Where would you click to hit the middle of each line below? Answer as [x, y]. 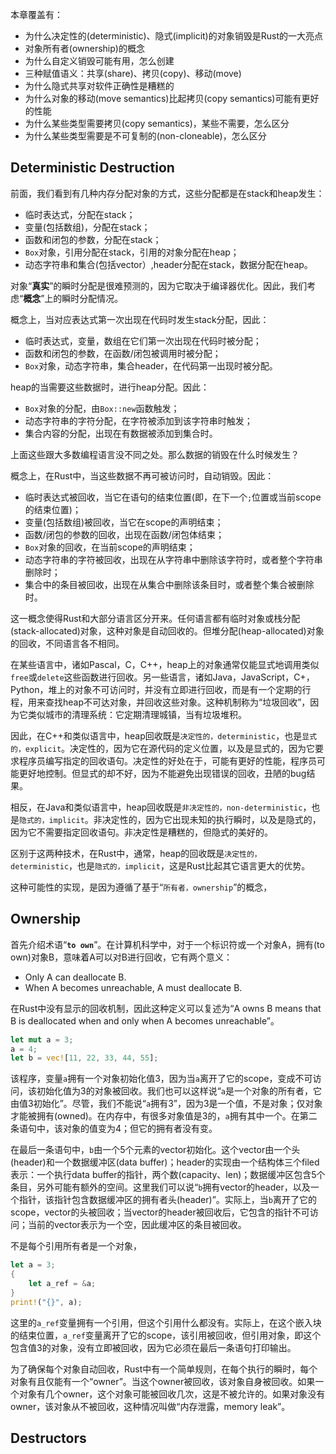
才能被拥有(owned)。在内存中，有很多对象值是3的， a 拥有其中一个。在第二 [164, 1116]
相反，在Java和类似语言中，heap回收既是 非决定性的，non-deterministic [156, 807]
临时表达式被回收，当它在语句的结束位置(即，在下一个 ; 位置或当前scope [173, 497]
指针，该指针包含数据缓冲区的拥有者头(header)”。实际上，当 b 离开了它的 [167, 1200]
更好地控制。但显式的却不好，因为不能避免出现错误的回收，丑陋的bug [162, 773]
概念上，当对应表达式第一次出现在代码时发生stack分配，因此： [140, 319]
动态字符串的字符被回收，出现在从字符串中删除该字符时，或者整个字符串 [173, 559]
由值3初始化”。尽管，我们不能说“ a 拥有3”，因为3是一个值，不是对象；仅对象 [166, 1104]
